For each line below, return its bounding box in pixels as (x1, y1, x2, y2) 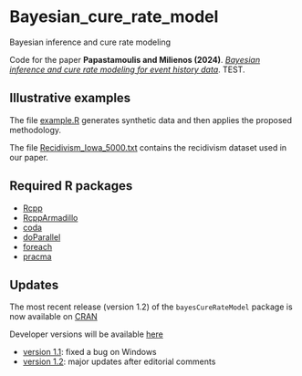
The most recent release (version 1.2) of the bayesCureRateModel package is (9, 301, 294, 312)
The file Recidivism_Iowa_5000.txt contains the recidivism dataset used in (9, 141, 287, 152)
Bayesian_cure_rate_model (9, 6, 219, 27)
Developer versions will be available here (9, 329, 164, 339)
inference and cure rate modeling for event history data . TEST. (9, 64, 245, 75)
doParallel (22, 231, 61, 243)
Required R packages (9, 178, 133, 193)
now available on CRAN (9, 311, 98, 322)
